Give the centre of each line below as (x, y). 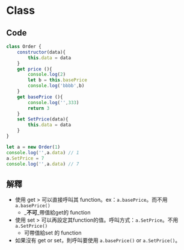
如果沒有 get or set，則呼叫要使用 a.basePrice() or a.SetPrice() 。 (98, 240)
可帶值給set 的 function (53, 233)
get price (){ (35, 69)
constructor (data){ (41, 52)
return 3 (39, 108)
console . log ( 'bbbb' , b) (56, 86)
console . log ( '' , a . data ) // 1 (43, 152)
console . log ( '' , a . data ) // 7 (43, 164)
